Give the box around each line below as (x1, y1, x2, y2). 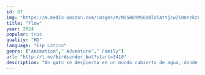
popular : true (6, 31, 43, 37)
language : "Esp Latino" (6, 43, 67, 49)
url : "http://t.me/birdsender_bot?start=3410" (6, 54, 127, 60)
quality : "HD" (6, 37, 43, 43)
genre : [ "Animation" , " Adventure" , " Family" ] (6, 48, 124, 54)
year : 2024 (6, 25, 34, 32)
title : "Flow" (6, 20, 43, 26)
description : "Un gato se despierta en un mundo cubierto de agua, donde (6, 59, 198, 65)
